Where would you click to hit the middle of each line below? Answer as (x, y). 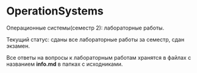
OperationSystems (55, 11)
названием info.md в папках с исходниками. (65, 64)
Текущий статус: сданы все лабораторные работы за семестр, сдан (95, 39)
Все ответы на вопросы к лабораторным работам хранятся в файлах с (99, 57)
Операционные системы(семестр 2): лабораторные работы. (85, 28)
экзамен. (18, 46)
